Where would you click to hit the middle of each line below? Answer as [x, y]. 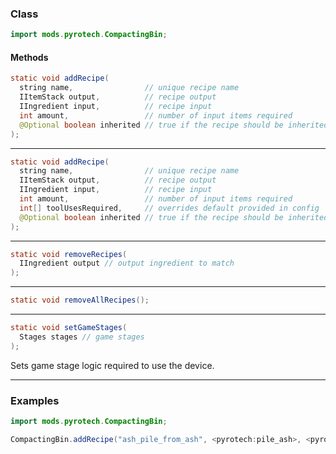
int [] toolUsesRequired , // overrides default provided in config [169, 208]
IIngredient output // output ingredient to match [127, 263]
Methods [29, 57]
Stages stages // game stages [82, 337]
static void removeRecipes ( [69, 254]
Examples [35, 400]
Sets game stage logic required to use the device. [112, 365]
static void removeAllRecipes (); [80, 300]
